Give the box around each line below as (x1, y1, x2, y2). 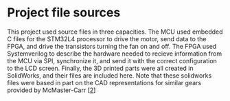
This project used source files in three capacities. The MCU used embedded (7, 27, 223, 36)
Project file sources (7, 5, 121, 21)
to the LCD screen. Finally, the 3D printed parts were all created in (7, 64, 194, 72)
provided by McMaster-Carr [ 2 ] (7, 86, 96, 94)
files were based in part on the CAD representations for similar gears (7, 78, 201, 87)
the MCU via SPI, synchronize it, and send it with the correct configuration (7, 56, 218, 65)
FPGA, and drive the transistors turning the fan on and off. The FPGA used (7, 42, 217, 50)
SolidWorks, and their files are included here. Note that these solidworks (7, 71, 212, 80)
